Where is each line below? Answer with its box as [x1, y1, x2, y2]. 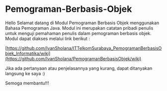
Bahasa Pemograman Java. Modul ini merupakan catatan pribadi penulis [5, 25, 154, 31]
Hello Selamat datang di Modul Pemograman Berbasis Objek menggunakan [5, 20, 160, 26]
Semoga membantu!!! [5, 80, 49, 86]
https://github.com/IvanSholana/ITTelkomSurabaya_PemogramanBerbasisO [6, 45, 162, 51]
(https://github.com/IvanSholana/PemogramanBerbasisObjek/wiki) [5, 55, 142, 61]
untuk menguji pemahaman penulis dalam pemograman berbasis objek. [5, 30, 152, 36]
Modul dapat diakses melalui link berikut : [5, 36, 90, 42]
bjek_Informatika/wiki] [5, 50, 51, 56]
